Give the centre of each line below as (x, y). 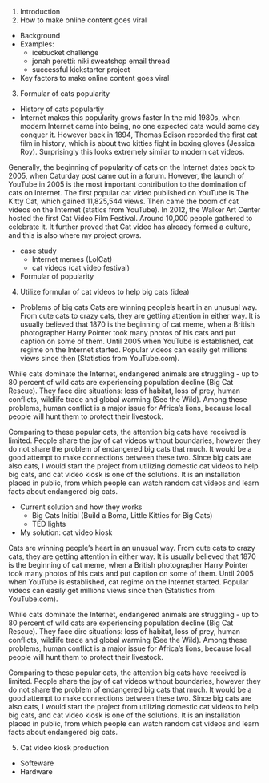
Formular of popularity (57, 276)
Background (40, 36)
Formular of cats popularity (65, 94)
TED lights (49, 524)
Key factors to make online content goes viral (94, 78)
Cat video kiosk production (64, 747)
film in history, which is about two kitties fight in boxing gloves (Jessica (137, 143)
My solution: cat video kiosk (66, 532)
